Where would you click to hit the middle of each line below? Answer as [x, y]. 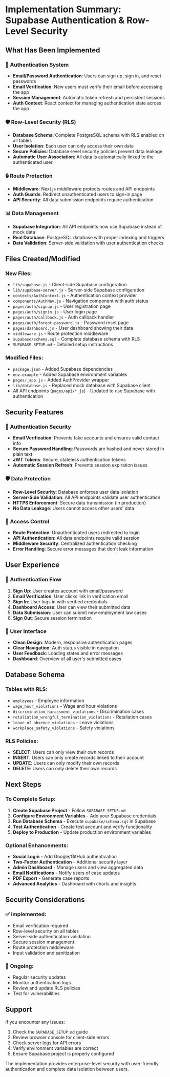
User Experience [33, 565]
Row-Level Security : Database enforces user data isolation [75, 492]
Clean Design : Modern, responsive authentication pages [72, 642]
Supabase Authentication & [65, 20]
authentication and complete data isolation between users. [67, 1069]
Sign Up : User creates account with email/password [68, 590]
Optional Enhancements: [37, 845]
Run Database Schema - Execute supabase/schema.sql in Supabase [84, 821]
